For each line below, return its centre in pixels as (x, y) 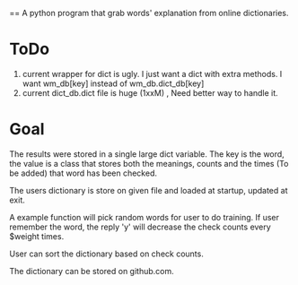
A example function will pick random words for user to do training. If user (145, 217)
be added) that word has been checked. (83, 173)
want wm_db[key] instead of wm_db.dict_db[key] (113, 83)
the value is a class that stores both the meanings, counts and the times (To (149, 163)
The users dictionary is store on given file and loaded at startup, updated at (149, 190)
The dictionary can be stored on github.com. (92, 271)
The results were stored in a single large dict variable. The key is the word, (147, 154)
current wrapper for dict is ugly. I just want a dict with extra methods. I (152, 73)
